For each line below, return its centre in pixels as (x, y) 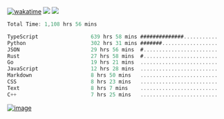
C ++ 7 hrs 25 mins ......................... (112, 94)
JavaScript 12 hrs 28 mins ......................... (112, 69)
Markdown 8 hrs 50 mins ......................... (112, 75)
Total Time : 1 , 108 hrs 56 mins (52, 24)
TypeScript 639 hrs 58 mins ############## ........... (112, 37)
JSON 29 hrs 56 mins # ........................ (112, 49)
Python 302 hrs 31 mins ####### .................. (112, 43)
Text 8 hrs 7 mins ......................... (112, 88)
